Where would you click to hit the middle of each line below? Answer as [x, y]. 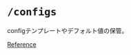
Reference [22, 44]
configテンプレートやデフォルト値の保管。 [68, 30]
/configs [32, 12]
